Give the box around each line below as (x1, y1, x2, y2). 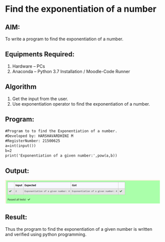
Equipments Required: (5, 50, 75, 58)
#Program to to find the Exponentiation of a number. (5, 129, 118, 134)
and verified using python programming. (5, 231, 87, 237)
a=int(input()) (5, 143, 36, 148)
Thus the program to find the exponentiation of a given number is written (5, 226, 152, 232)
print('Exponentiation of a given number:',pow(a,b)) (5, 153, 118, 158)
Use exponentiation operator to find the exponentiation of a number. (12, 101, 150, 107)
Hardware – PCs (12, 63, 45, 69)
